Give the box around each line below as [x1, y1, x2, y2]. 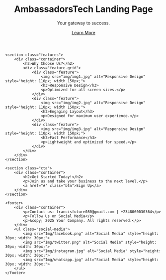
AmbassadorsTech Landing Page [14, 3, 153, 15]
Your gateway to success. [57, 20, 110, 26]
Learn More [71, 29, 95, 35]
